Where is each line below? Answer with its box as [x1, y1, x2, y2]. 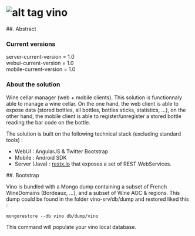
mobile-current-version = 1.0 [6, 66, 76, 73]
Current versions [6, 40, 56, 48]
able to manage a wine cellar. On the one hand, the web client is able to [6, 100, 179, 107]
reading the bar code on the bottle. [6, 119, 91, 126]
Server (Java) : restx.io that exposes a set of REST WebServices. [14, 160, 172, 167]
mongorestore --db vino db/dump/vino [6, 213, 99, 219]
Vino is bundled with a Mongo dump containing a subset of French [6, 183, 167, 190]
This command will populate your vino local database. [6, 223, 137, 230]
